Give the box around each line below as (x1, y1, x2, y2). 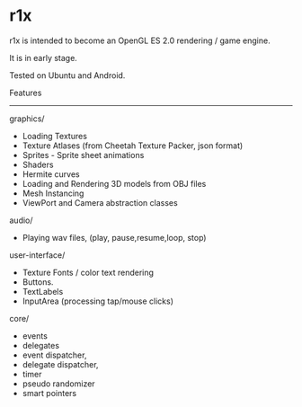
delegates (22, 340, 60, 350)
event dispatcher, (22, 349, 87, 360)
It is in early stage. (9, 52, 78, 63)
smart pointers (22, 387, 77, 398)
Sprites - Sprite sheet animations (22, 149, 145, 160)
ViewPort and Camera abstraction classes (22, 197, 178, 208)
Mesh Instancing (22, 188, 84, 199)
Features (9, 87, 42, 98)
